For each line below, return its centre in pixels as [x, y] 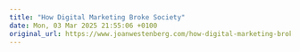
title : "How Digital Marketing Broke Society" [97, 17]
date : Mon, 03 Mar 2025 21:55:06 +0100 [83, 26]
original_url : [36, 33]
